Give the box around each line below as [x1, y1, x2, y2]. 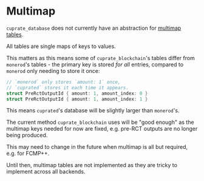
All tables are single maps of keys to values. [6, 43, 117, 50]
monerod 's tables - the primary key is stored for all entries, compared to [6, 61, 184, 68]
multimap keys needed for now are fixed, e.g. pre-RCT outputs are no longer [6, 125, 198, 132]
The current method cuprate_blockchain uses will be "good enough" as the [6, 118, 194, 126]
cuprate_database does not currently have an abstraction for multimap [6, 24, 182, 32]
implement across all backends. [6, 168, 86, 176]
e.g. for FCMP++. [6, 150, 50, 157]
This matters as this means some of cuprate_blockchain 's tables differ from [6, 54, 195, 61]
